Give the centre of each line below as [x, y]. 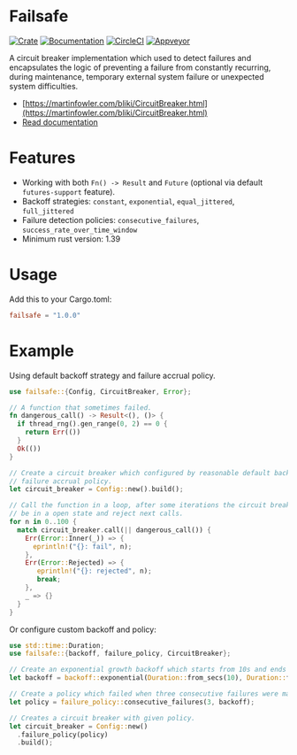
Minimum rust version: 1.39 [71, 239]
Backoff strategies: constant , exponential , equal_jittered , [128, 201]
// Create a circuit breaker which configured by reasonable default [140, 473]
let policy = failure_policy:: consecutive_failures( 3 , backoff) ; [132, 702]
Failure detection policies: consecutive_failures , [110, 220]
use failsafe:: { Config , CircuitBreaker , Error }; [100, 391]
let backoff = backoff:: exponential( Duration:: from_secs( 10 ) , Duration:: [148, 678]
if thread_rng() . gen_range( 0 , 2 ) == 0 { [92, 424]
